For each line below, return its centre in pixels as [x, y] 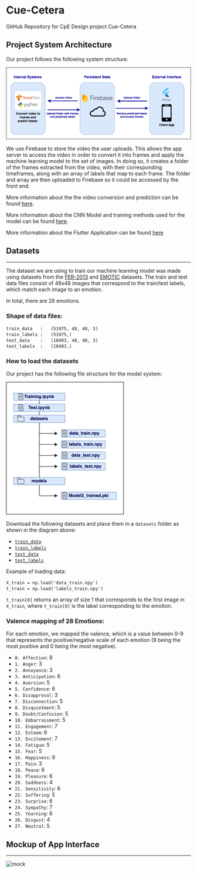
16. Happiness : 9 [35, 757]
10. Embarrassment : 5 [40, 720]
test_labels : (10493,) [39, 346]
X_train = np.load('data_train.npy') [52, 583]
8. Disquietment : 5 [37, 708]
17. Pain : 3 [28, 764]
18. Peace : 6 [30, 770]
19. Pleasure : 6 [33, 776]
